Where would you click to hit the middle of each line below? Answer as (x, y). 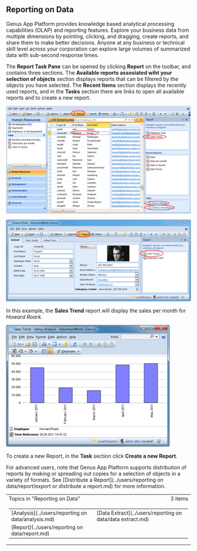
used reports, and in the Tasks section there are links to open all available (95, 91)
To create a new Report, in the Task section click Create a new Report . (92, 456)
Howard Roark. (24, 317)
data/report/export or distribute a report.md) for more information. (86, 486)
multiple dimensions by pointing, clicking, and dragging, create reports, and (97, 36)
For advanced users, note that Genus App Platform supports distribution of (96, 468)
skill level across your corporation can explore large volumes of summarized (98, 49)
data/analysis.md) (33, 519)
